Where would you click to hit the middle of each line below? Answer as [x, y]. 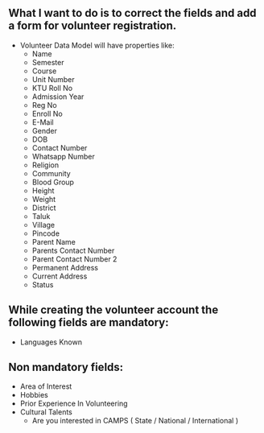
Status [43, 284]
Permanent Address [65, 267]
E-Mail [43, 122]
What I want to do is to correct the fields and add [132, 13]
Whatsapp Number [63, 156]
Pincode [46, 233]
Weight [44, 199]
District [44, 208]
